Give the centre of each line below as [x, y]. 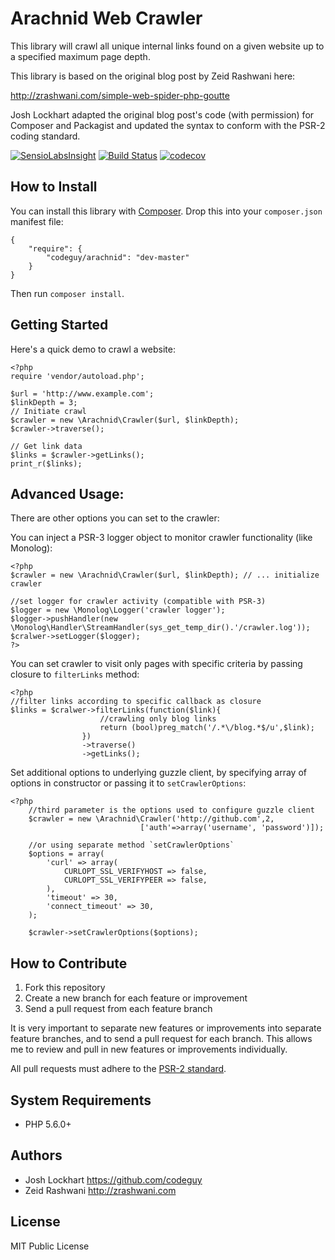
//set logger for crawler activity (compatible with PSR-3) [138, 602]
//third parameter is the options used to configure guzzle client [171, 810]
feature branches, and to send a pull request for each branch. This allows [161, 1039]
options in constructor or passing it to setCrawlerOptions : [128, 783]
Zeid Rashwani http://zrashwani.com [100, 1190]
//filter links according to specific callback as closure [136, 702]
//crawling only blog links [158, 719]
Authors [36, 1155]
